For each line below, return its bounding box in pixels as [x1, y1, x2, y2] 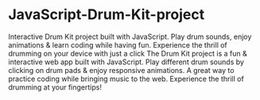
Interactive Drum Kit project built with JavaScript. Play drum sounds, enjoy [8, 32, 252, 41]
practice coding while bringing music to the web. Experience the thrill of [8, 74, 244, 83]
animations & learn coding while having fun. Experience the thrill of [8, 40, 228, 49]
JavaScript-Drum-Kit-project [8, 6, 205, 24]
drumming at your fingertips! [8, 82, 102, 92]
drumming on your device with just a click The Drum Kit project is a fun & [8, 48, 248, 58]
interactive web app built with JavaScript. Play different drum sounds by [8, 57, 245, 67]
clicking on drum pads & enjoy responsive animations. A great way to [8, 65, 235, 75]
